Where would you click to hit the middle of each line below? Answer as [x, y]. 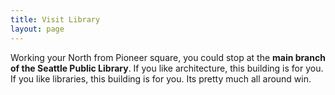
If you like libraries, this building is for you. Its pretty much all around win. [161, 78]
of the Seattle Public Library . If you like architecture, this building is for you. [167, 68]
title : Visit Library [55, 19]
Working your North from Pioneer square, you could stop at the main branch [168, 57]
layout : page [37, 29]
